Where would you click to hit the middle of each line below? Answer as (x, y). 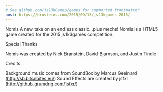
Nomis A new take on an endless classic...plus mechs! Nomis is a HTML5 (82, 29)
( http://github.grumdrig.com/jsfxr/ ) (41, 84)
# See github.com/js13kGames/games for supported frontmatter (72, 10)
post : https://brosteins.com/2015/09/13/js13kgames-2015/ (68, 15)
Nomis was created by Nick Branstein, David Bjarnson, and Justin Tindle (81, 54)
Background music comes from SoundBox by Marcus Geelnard (71, 73)
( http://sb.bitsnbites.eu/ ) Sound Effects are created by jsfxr (67, 78)
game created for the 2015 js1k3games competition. (59, 34)
